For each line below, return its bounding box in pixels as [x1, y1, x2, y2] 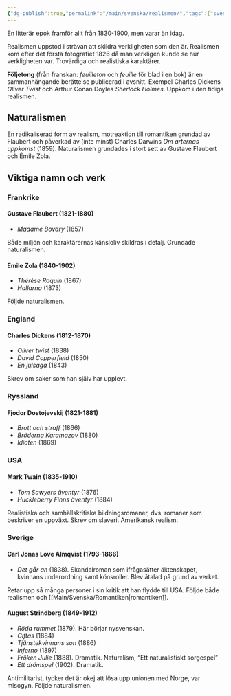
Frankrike [7, 192, 40, 202]
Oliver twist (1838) [16, 346, 69, 355]
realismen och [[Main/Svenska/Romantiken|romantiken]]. [7, 593, 168, 601]
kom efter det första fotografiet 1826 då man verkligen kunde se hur [7, 49, 199, 58]
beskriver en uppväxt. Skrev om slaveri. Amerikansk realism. [7, 516, 179, 524]
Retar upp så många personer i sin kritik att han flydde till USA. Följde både [7, 585, 220, 594]
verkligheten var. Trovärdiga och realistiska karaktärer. [7, 56, 162, 65]
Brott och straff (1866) [16, 424, 80, 432]
